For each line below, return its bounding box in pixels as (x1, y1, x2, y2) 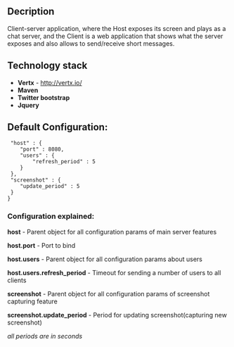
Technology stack (7, 60, 88, 72)
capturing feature (7, 297, 58, 305)
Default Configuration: (7, 121, 108, 133)
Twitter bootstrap (17, 93, 70, 101)
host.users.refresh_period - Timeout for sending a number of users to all (7, 268, 221, 277)
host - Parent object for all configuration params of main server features (7, 227, 217, 236)
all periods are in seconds (7, 332, 83, 340)
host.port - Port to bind (7, 241, 76, 249)
